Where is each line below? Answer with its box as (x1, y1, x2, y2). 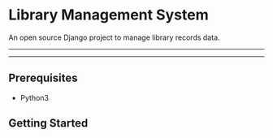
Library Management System (8, 6, 209, 24)
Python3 (19, 93, 49, 102)
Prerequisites (8, 71, 78, 85)
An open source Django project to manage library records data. (8, 32, 221, 42)
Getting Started (8, 116, 89, 131)
